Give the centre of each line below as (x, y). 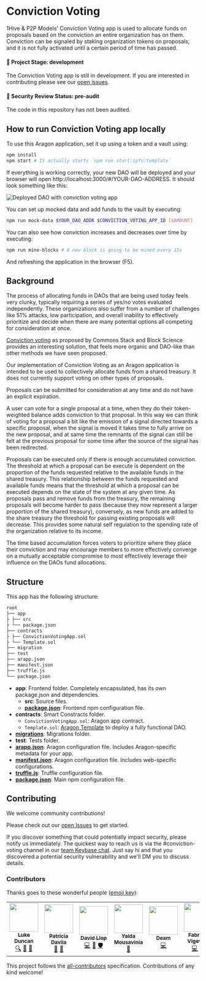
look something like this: (37, 185)
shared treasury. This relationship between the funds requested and (92, 479)
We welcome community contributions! (56, 814)
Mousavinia (129, 942)
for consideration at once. (39, 328)
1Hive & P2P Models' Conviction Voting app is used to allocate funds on (97, 28)
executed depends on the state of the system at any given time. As (91, 492)
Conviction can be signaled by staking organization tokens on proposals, (98, 41)
